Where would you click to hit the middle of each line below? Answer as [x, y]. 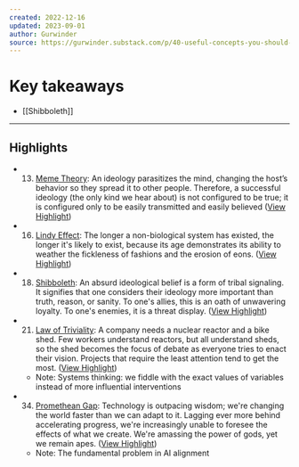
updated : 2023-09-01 [48, 26]
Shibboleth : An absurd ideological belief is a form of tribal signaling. [160, 283]
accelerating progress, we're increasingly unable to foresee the [152, 425]
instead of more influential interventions [108, 387]
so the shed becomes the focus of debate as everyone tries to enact [161, 349]
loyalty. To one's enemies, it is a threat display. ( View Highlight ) [151, 311]
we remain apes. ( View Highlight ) [96, 443]
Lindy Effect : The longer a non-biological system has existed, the [154, 235]
